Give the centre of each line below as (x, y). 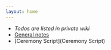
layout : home (22, 11)
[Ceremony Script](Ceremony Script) (60, 41)
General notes (31, 34)
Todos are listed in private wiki (52, 28)
